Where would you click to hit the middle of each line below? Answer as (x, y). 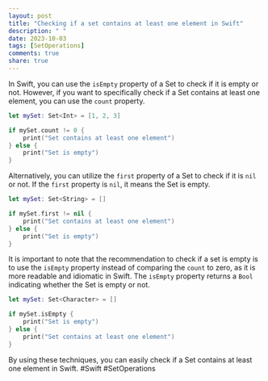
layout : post (30, 16)
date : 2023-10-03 (38, 38)
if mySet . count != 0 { (46, 130)
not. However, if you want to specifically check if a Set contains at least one (134, 92)
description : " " (38, 31)
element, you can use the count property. (77, 101)
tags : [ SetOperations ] (46, 46)
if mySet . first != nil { (50, 214)
